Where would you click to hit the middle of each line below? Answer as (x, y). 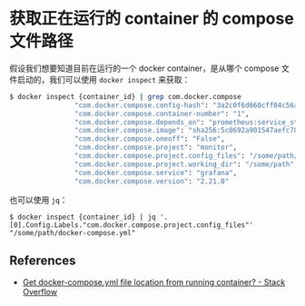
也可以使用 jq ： (39, 200)
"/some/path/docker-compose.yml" (73, 232)
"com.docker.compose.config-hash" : (141, 105)
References (43, 260)
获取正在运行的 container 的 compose (152, 19)
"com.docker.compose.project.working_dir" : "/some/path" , (186, 164)
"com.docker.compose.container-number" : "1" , (162, 114)
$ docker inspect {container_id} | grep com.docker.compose (126, 96)
